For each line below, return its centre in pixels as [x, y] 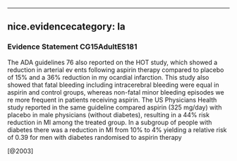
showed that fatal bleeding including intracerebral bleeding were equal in [113, 85]
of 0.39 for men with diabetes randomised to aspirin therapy [95, 137]
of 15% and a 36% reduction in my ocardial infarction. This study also [108, 77]
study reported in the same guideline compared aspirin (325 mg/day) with [115, 107]
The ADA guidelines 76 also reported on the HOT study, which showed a [113, 62]
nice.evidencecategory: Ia [66, 26]
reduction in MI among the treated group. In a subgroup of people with [110, 122]
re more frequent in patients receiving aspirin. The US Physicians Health [112, 100]
